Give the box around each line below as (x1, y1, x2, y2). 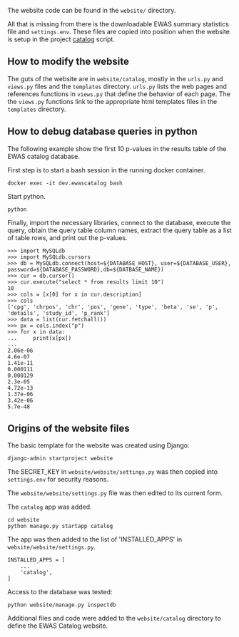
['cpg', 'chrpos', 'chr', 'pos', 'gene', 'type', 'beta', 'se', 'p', (7, 303, 219, 311)
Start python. (7, 192, 46, 200)
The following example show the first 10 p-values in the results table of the (7, 144, 227, 152)
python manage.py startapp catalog (7, 523, 113, 530)
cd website (7, 517, 40, 524)
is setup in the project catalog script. (7, 35, 116, 43)
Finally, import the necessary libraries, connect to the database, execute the (7, 218, 231, 227)
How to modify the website (7, 56, 130, 68)
